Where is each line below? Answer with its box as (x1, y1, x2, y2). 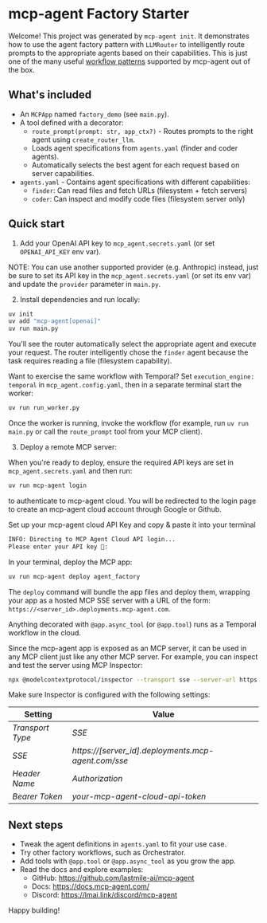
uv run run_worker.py (8, 404, 80, 412)
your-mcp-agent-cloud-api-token (72, 791, 207, 802)
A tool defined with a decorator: (19, 117, 125, 128)
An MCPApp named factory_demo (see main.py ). (19, 109, 169, 119)
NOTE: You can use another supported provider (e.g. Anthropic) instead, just (8, 262, 259, 272)
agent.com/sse (72, 755, 129, 766)
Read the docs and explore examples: (19, 865, 144, 874)
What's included (8, 88, 92, 102)
